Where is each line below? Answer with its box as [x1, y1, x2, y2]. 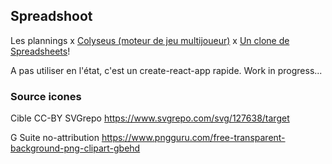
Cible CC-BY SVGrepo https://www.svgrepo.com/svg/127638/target [10, 112, 290, 124]
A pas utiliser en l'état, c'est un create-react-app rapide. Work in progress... [10, 64, 323, 76]
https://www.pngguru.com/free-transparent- [101, 132, 286, 144]
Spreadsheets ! [10, 45, 71, 57]
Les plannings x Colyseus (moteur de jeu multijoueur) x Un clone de [10, 34, 290, 46]
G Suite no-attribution [10, 132, 100, 144]
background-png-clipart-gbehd [10, 142, 141, 154]
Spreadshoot [10, 8, 93, 25]
